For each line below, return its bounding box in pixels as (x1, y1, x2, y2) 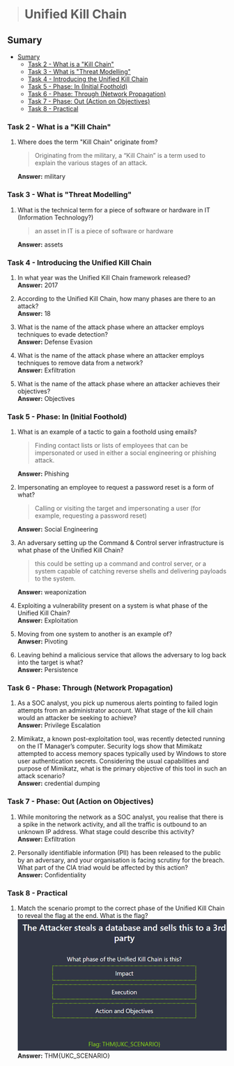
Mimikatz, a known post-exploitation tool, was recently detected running (17, 735, 225, 743)
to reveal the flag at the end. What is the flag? (17, 912, 148, 920)
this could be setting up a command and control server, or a (34, 560, 207, 568)
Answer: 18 (17, 309, 51, 317)
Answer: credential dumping (17, 779, 100, 788)
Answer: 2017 (17, 281, 58, 289)
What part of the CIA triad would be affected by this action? (17, 863, 188, 872)
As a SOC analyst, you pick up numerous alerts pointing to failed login (17, 699, 218, 708)
